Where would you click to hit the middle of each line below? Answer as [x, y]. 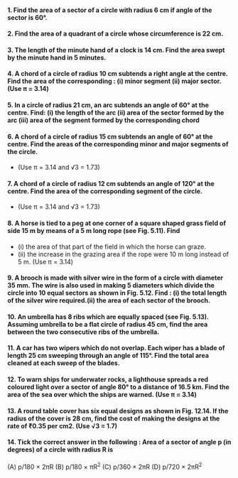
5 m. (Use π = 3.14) [45, 261]
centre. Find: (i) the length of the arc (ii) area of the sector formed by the [116, 112]
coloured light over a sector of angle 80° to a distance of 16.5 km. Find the [118, 386]
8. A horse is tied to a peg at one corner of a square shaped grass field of [117, 223]
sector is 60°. [27, 17]
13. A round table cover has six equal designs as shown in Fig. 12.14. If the [118, 411]
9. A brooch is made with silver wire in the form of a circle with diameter [115, 278]
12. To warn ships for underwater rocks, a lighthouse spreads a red [108, 379]
